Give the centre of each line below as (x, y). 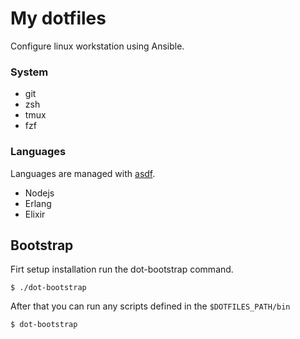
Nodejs (39, 193)
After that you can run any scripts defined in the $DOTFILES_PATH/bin (150, 306)
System (29, 72)
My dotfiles (58, 18)
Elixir (35, 214)
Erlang (38, 203)
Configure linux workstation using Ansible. (97, 46)
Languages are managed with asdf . (83, 173)
